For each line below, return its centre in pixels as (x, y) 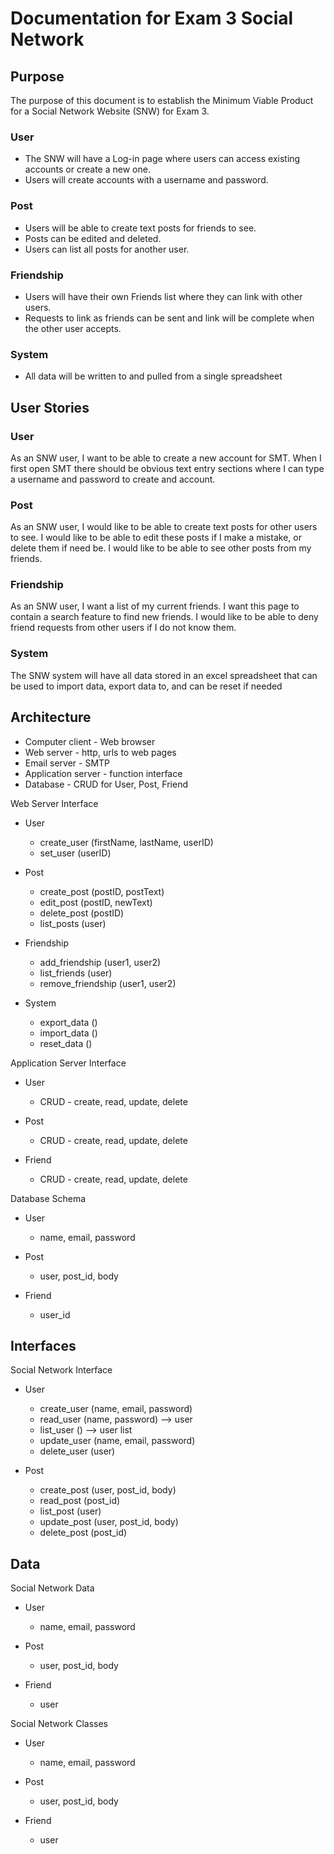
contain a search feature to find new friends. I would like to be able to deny (164, 617)
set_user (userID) (75, 853)
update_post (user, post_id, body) (109, 1522)
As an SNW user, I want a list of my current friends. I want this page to (155, 606)
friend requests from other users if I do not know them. (123, 628)
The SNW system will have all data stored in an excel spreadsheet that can (164, 675)
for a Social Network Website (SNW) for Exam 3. (110, 111)
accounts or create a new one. (87, 169)
